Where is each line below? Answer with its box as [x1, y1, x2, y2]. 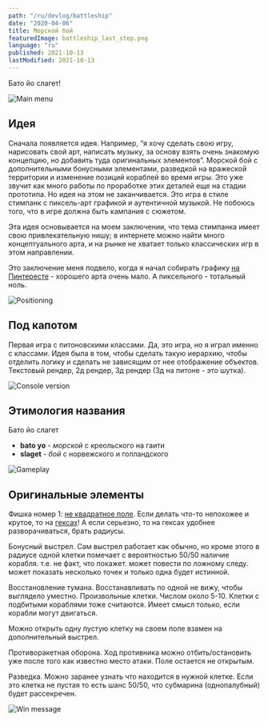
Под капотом [8, 319, 78, 332]
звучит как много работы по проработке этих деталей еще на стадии [8, 181, 246, 191]
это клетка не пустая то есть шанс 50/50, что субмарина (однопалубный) [8, 680, 261, 690]
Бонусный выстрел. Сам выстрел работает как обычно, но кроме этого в [8, 542, 260, 552]
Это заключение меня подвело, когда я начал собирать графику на [8, 263, 240, 272]
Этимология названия [8, 403, 126, 417]
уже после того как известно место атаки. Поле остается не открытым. [8, 656, 254, 666]
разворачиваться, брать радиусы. [8, 526, 126, 536]
